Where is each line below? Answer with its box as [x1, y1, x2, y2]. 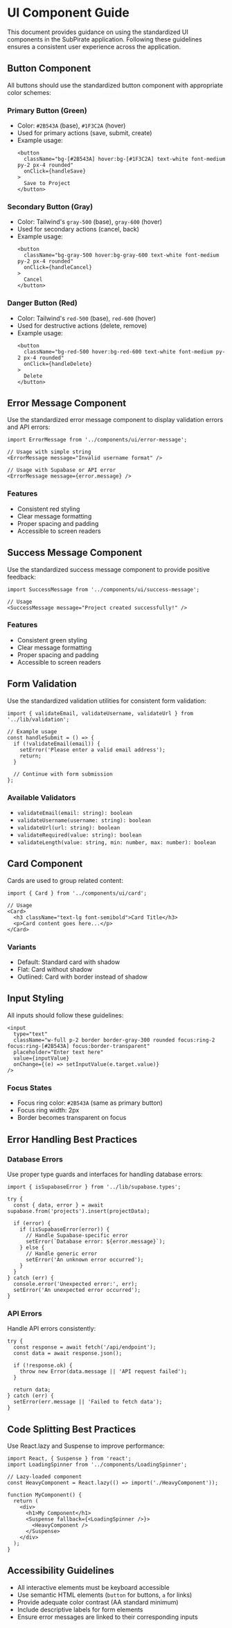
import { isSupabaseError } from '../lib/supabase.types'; [7, 1183, 181, 1190]
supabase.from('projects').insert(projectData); [7, 1207, 150, 1214]
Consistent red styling [17, 505, 80, 513]
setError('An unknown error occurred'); [25, 1256, 144, 1263]
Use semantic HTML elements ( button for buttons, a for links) [17, 1591, 193, 1599]
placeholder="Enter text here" [13, 1049, 104, 1056]
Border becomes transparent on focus [17, 1114, 127, 1122]
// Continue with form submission [13, 771, 113, 778]
